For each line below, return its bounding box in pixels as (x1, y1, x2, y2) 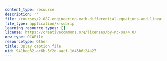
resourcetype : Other (5, 39, 48, 44)
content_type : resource (5, 7, 55, 12)
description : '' (5, 12, 39, 17)
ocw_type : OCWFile (5, 35, 43, 40)
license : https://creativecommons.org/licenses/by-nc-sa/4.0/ (5, 30, 137, 35)
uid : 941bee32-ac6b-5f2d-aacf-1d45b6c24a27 (5, 48, 97, 53)
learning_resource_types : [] (5, 26, 66, 30)
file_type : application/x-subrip (5, 21, 75, 26)
